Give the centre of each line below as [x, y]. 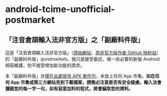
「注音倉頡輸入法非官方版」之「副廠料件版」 [75, 39]
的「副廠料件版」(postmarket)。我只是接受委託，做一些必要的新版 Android [82, 59]
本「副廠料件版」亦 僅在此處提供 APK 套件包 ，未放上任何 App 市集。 [76, 76]
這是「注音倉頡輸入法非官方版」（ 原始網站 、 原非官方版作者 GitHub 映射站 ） [83, 53]
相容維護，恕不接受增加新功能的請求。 [45, 65]
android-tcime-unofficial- [60, 9]
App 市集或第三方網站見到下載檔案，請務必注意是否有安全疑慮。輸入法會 [86, 82]
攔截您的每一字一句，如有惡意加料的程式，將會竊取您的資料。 [69, 88]
